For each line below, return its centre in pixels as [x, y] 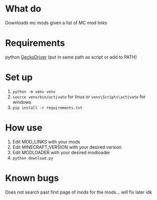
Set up [19, 77]
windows [22, 102]
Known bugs [32, 178]
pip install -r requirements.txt [47, 108]
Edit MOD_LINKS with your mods [46, 142]
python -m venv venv [34, 92]
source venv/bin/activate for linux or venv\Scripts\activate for [79, 97]
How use [24, 128]
